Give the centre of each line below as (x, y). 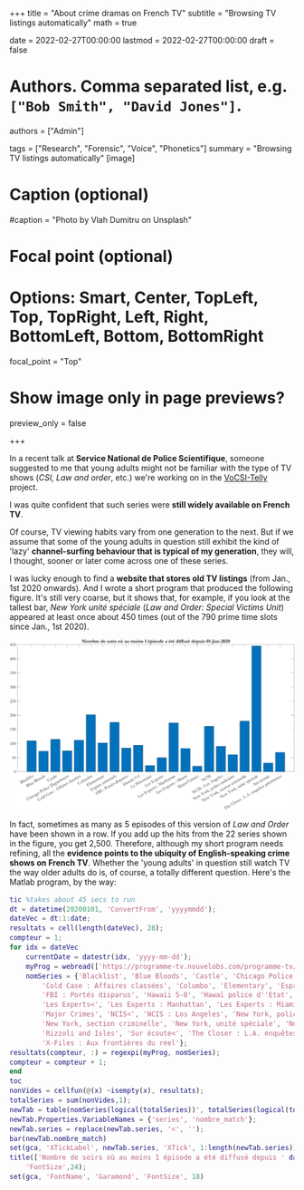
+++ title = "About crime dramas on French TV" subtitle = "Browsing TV (143, 13)
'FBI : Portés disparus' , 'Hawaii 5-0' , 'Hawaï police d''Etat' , (168, 995)
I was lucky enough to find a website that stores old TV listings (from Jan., (150, 578)
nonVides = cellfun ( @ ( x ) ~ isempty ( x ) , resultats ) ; (107, 1091)
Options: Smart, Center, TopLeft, (134, 298)
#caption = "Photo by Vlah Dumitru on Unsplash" (101, 219)
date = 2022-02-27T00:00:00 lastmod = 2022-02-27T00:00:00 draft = (142, 40)
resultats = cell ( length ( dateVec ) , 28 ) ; (87, 928)
